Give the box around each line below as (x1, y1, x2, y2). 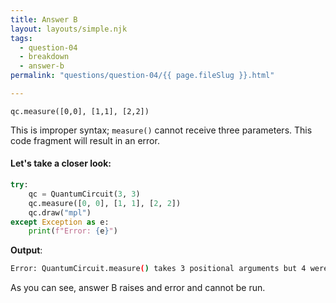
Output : (10, 244, 43, 256)
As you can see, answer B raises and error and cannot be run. (10, 282, 266, 294)
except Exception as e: (10, 217, 110, 227)
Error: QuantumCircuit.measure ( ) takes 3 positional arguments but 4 (10, 264, 307, 274)
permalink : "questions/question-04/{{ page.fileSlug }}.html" (10, 71, 275, 81)
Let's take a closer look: (10, 157, 112, 170)
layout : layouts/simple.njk (10, 24, 128, 34)
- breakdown (19, 52, 70, 62)
